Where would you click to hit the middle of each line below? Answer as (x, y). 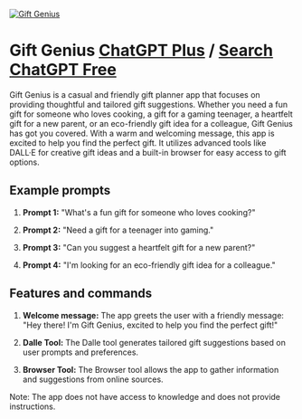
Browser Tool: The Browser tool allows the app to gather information (151, 369)
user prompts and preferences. (80, 352)
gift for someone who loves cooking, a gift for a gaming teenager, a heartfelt (151, 114)
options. (25, 162)
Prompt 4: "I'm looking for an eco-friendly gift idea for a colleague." (149, 265)
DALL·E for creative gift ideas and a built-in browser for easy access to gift (148, 152)
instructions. (33, 406)
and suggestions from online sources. (93, 379)
